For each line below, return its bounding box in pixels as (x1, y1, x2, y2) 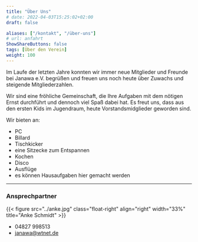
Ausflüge (14, 165, 37, 172)
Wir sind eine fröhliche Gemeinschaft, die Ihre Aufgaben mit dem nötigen (6, 92, 183, 99)
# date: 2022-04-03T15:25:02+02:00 (6, 14, 94, 20)
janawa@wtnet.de (14, 230, 59, 237)
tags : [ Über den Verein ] (6, 47, 67, 53)
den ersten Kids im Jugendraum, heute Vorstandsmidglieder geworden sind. (6, 104, 192, 112)
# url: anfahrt (6, 36, 44, 42)
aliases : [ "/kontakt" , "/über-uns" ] (6, 30, 96, 36)
